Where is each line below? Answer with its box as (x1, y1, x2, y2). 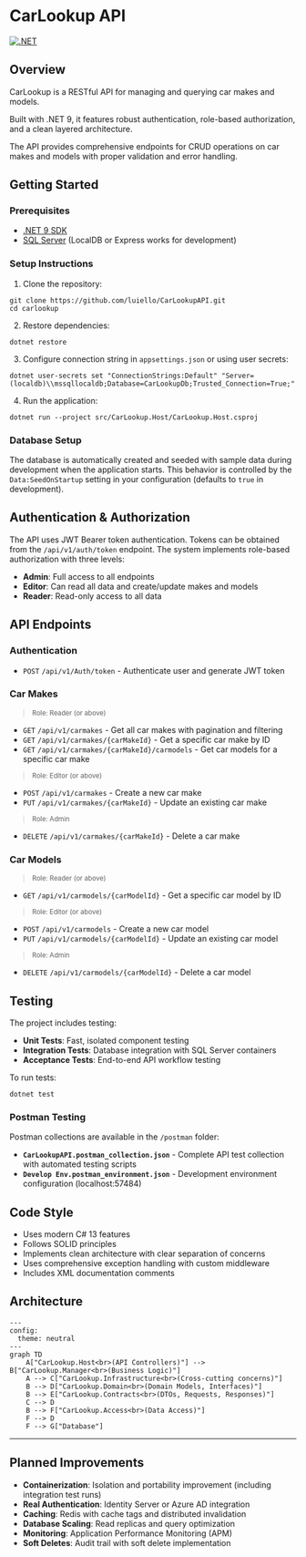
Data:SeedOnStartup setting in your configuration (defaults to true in (9, 474, 264, 485)
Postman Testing (9, 1110, 87, 1123)
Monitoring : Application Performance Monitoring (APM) (22, 1528, 233, 1539)
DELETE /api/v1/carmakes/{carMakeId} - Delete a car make (22, 830, 240, 841)
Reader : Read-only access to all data (22, 590, 162, 602)
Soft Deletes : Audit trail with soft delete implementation (22, 1537, 231, 1548)
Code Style (9, 1204, 74, 1220)
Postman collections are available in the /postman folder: (9, 1131, 220, 1142)
